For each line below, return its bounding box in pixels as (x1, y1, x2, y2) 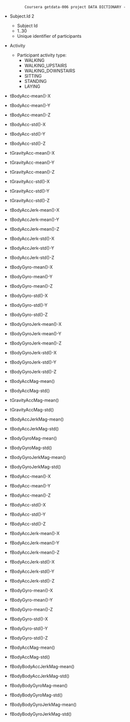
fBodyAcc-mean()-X (9, 474, 51, 479)
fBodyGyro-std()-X (9, 616, 48, 622)
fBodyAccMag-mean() (9, 644, 55, 650)
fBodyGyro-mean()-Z (9, 607, 53, 612)
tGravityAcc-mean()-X (9, 150, 55, 156)
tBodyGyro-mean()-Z (9, 283, 53, 289)
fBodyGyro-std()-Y (9, 626, 48, 631)
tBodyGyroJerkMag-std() (9, 464, 61, 470)
